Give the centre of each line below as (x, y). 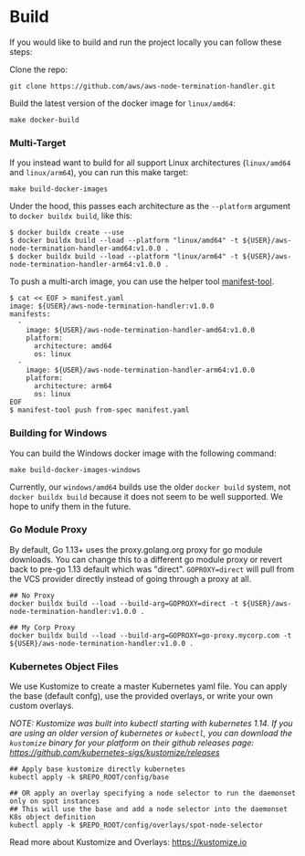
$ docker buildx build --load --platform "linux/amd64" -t (124, 241)
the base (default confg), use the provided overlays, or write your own (142, 696)
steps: (21, 51)
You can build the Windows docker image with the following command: (143, 453)
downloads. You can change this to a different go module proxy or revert (146, 559)
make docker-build (44, 120)
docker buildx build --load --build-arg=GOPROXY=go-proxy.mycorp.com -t (151, 635)
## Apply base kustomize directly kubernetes (97, 769)
